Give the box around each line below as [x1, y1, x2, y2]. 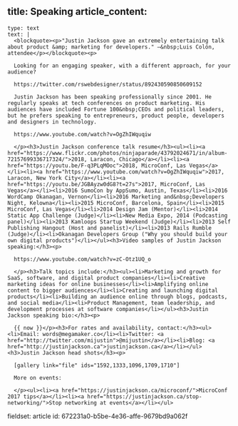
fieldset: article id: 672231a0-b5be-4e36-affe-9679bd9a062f [7, 412, 188, 420]
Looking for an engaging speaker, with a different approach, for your [14, 62, 232, 69]
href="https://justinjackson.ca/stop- [86, 392, 202, 400]
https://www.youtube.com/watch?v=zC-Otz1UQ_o [14, 255, 152, 263]
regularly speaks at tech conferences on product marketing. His [7, 99, 205, 106]
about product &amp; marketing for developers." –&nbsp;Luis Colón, [7, 43, 215, 51]
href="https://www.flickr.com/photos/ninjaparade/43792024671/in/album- [7, 149, 228, 156]
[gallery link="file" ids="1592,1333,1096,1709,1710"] [14, 362, 180, 369]
